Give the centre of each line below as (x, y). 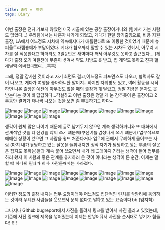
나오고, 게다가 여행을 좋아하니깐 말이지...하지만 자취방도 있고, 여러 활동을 (80, 82)
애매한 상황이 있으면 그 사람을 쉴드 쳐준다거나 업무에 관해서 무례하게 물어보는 (79, 138)
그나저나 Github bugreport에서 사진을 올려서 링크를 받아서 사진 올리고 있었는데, (82, 210)
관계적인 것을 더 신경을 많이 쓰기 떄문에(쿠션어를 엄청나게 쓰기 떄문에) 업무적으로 (82, 132)
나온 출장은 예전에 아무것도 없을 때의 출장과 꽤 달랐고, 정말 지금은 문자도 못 (86, 89)
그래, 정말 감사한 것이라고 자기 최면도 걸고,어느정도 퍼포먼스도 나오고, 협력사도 (80, 76)
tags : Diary (17, 14)
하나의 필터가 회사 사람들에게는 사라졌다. (54, 163)
